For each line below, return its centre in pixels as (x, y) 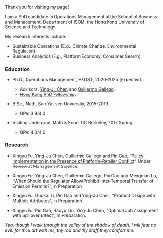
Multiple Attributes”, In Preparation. (48, 201)
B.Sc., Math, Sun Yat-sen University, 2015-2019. (61, 104)
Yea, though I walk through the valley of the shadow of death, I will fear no (81, 225)
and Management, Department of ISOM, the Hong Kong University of (75, 22)
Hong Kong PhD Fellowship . (48, 95)
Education (18, 69)
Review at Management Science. (45, 166)
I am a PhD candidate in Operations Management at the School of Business (81, 16)
